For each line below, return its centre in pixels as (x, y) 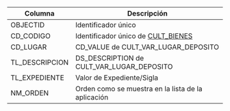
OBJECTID (28, 25)
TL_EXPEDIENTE (38, 78)
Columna (39, 13)
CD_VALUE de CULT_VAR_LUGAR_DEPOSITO (147, 47)
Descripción (147, 13)
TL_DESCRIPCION (40, 62)
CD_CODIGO (31, 36)
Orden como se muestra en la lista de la (139, 89)
